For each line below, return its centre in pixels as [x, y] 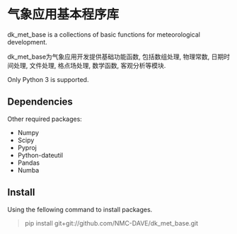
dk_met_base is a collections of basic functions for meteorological [104, 34]
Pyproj [27, 147]
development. [27, 42]
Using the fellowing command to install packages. [80, 209]
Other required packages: [45, 119]
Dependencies [40, 102]
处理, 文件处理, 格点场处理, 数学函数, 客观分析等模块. [89, 65]
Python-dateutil [40, 155]
